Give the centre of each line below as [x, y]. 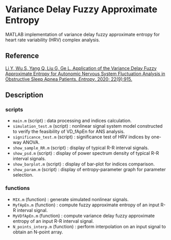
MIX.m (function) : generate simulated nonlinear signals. [71, 199]
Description [24, 95]
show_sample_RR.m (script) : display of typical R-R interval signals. [81, 148]
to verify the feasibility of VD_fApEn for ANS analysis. [69, 132]
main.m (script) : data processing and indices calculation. [72, 121]
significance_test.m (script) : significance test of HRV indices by [81, 137]
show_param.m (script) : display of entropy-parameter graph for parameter [89, 170]
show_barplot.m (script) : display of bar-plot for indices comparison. [83, 164]
